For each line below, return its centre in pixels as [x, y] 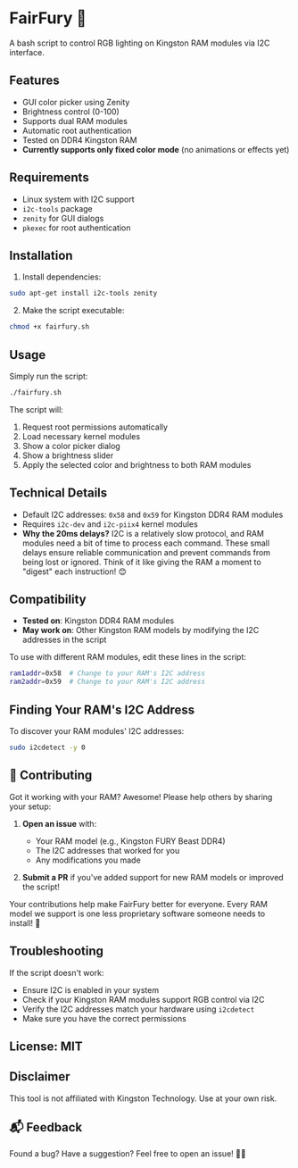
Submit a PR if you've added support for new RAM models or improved [153, 877]
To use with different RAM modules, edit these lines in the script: [128, 657]
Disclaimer [40, 1076]
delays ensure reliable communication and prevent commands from [146, 552]
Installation [41, 255]
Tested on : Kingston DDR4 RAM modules [98, 621]
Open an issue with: [59, 823]
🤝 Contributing [51, 776]
